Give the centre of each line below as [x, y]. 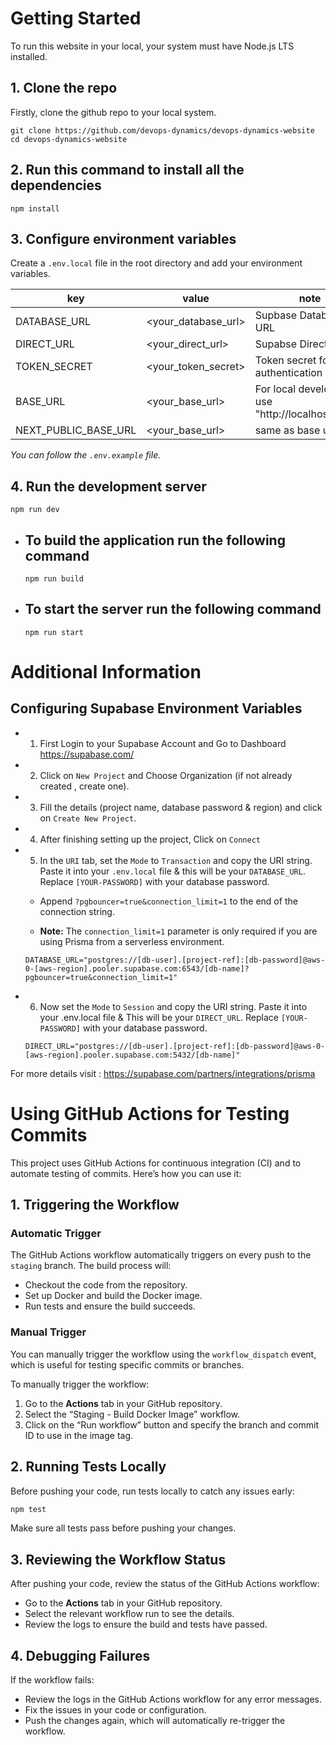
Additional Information [106, 672]
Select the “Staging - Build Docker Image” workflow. [132, 1414]
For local [275, 389]
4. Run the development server [108, 486]
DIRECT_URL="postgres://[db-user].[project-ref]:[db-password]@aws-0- [175, 1046]
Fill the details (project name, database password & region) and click [181, 807]
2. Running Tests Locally [88, 1467]
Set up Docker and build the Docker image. [113, 1296]
